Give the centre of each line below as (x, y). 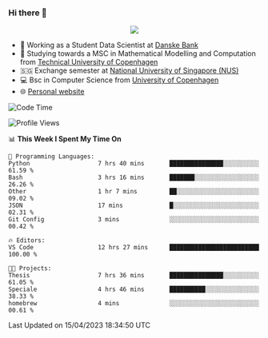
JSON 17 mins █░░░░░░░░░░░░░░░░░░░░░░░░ (134, 206)
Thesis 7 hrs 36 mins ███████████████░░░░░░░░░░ (134, 276)
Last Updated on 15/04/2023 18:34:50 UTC (79, 325)
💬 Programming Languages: (51, 157)
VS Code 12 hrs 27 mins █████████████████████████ (134, 248)
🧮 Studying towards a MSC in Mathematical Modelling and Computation (138, 54)
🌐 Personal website (52, 92)
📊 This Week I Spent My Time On (65, 139)
